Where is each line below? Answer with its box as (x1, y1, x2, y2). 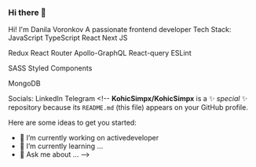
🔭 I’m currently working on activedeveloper (19, 133, 159, 143)
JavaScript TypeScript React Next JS (8, 33, 128, 42)
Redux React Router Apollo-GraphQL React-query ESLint (8, 49, 192, 58)
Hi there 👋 (8, 7, 47, 18)
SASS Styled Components (8, 64, 93, 73)
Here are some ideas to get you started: (8, 118, 137, 128)
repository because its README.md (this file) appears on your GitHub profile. (8, 103, 249, 112)
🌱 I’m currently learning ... (19, 141, 104, 151)
